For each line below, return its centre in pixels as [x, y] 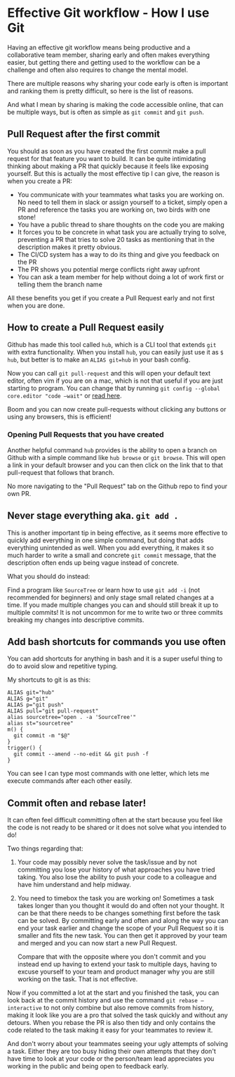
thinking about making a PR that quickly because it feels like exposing [108, 166]
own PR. [19, 493]
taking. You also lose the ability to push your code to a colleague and [117, 877]
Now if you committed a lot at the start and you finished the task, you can [113, 993]
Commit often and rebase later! [76, 803]
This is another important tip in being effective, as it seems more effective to [117, 533]
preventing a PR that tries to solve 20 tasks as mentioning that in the [116, 239]
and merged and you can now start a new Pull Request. [97, 943]
